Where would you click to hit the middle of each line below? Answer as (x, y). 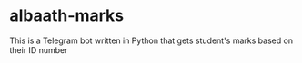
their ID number (39, 49)
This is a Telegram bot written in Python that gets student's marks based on (151, 40)
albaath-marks (67, 16)
